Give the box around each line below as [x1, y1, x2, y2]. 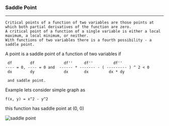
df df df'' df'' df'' [7, 61, 123, 66]
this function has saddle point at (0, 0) [5, 105, 84, 111]
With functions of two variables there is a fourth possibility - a [5, 38, 152, 43]
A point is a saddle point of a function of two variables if [5, 51, 122, 57]
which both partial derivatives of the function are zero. [5, 25, 132, 30]
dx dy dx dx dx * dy [7, 69, 125, 74]
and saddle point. [7, 78, 46, 83]
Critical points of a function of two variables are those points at [5, 20, 154, 25]
